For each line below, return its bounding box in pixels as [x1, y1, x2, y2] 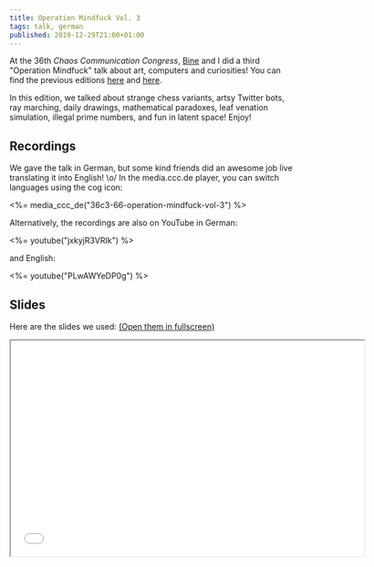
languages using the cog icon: [9, 182, 123, 193]
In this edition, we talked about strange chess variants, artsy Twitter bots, [9, 92, 285, 103]
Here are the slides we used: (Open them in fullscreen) [9, 321, 215, 331]
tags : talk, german [9, 22, 84, 31]
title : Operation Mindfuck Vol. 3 [9, 13, 141, 23]
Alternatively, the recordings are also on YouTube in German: [9, 217, 238, 228]
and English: [9, 253, 57, 264]
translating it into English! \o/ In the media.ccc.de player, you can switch [9, 173, 280, 184]
